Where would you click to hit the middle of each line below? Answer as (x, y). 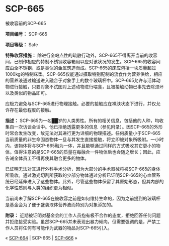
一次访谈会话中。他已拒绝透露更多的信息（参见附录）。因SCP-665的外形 (88, 127)
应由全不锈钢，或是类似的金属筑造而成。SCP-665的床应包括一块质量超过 (81, 68)
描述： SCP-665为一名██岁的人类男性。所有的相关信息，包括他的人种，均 (82, 120)
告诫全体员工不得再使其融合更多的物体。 (47, 158)
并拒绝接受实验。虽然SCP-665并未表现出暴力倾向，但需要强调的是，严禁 (81, 221)
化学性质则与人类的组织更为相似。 (40, 188)
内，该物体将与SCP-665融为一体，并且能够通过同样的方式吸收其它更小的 (81, 146)
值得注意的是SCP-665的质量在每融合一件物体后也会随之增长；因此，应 (87, 152)
